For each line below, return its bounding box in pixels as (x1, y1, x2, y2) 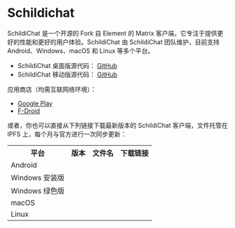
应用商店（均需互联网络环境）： (7, 85, 97, 93)
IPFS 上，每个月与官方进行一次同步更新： (7, 130, 127, 138)
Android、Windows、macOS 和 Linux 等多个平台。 (7, 46, 154, 55)
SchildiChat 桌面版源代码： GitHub (17, 61, 118, 69)
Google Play (17, 99, 53, 107)
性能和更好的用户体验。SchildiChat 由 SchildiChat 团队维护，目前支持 (19, 37, 220, 46)
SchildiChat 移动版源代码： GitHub (17, 70, 118, 79)
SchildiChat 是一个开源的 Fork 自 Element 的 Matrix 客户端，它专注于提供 (7, 29, 217, 37)
